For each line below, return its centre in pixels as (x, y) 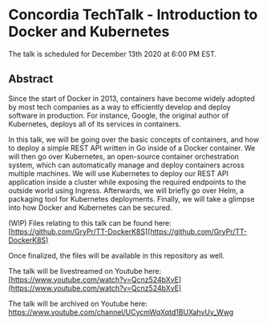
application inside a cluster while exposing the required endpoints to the (127, 182)
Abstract (31, 79)
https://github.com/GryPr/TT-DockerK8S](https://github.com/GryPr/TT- (129, 231)
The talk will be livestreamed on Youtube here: (85, 271)
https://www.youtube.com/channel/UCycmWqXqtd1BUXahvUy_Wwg (121, 312)
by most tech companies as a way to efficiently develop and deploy (119, 106)
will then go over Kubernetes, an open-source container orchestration (123, 156)
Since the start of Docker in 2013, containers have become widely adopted (131, 98)
